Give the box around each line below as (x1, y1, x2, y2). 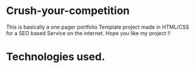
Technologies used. (6, 50, 105, 64)
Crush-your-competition (6, 4, 130, 18)
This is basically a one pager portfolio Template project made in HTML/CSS (6, 23, 190, 30)
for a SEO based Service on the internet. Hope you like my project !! (6, 29, 171, 36)
